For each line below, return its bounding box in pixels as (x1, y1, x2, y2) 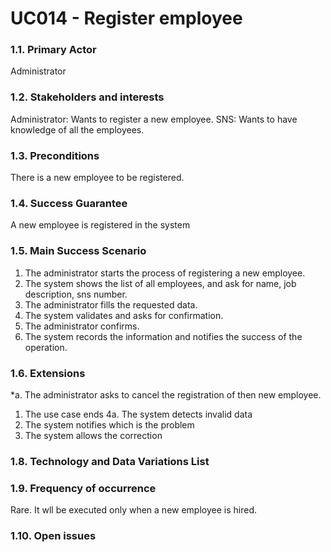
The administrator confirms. (24, 320, 140, 332)
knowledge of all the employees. (10, 123, 145, 136)
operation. (24, 341, 68, 353)
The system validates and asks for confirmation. (24, 309, 224, 321)
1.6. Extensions (10, 366, 86, 380)
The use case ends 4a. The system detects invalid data (24, 408, 253, 420)
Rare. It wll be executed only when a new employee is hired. (10, 504, 258, 516)
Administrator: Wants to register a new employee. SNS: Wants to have (10, 113, 298, 125)
